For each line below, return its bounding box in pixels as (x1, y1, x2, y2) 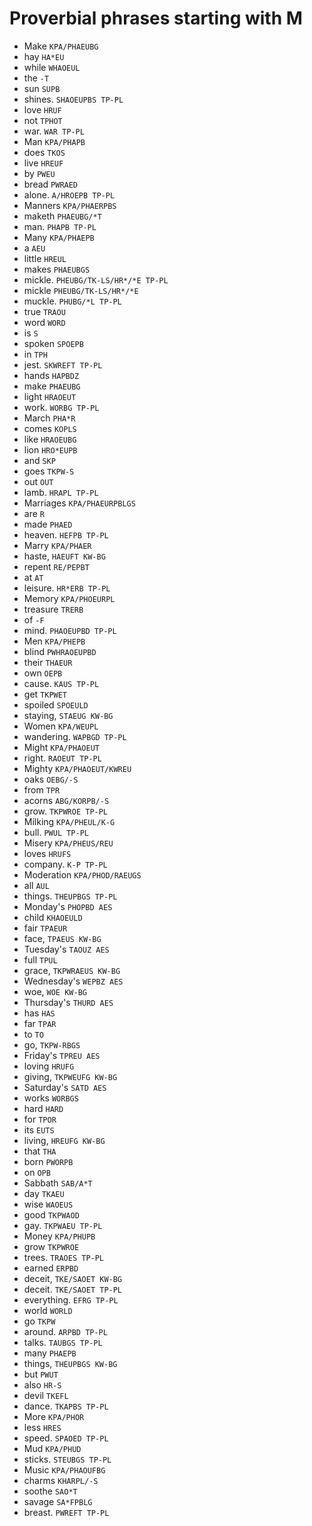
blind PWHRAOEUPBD (23, 645, 97, 657)
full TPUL (23, 953, 58, 966)
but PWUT (23, 1368, 59, 1380)
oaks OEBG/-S (23, 773, 79, 785)
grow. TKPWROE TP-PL (23, 805, 109, 817)
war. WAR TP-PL (23, 125, 85, 137)
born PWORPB (23, 1155, 74, 1167)
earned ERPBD (23, 1262, 79, 1274)
